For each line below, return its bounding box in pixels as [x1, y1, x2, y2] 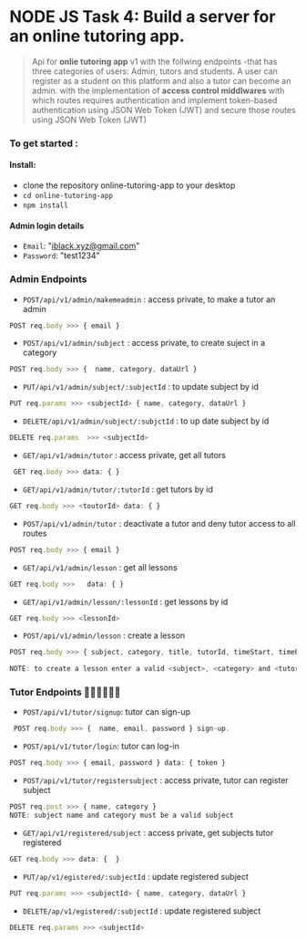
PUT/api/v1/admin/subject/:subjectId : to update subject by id [22, 382, 260, 392]
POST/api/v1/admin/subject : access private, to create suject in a [22, 338, 266, 349]
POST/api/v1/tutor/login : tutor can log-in [22, 741, 180, 752]
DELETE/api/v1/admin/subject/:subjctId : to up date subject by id [22, 415, 270, 426]
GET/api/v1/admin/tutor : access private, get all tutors [22, 450, 226, 461]
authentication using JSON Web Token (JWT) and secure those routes [31, 104, 296, 115]
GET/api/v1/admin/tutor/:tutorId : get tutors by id [22, 484, 214, 495]
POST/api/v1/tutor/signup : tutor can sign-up [22, 706, 191, 717]
